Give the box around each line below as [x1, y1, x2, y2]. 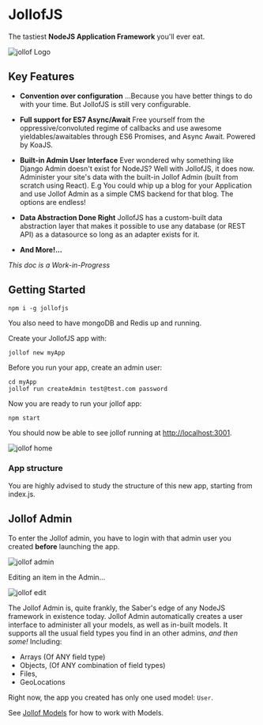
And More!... [19, 245, 63, 254]
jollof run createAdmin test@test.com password [8, 385, 168, 393]
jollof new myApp [8, 348, 66, 357]
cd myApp [8, 378, 37, 385]
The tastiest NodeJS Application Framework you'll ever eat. [8, 32, 205, 41]
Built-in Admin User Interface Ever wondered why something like [19, 155, 235, 165]
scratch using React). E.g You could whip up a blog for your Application [19, 180, 253, 190]
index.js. [8, 489, 36, 499]
